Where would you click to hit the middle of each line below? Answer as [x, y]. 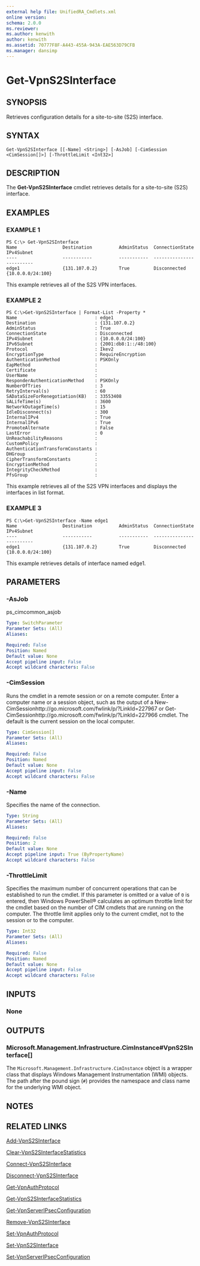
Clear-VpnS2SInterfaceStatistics [46, 1152]
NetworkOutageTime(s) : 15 [56, 407]
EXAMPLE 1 [23, 229]
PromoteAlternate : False [60, 428]
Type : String [22, 815]
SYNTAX [23, 136]
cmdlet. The [173, 715]
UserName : [52, 376]
